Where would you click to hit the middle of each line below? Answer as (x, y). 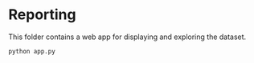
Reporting (42, 15)
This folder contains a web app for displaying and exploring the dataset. (127, 37)
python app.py (32, 51)
